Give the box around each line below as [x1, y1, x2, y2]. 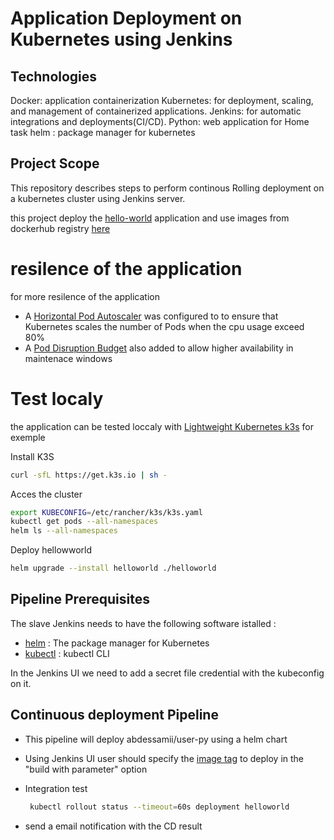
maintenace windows [24, 352, 113, 364]
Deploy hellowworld [10, 544, 93, 556]
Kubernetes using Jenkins [10, 28, 233, 51]
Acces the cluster [10, 488, 83, 500]
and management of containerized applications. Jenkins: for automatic [10, 105, 302, 117]
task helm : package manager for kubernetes [10, 127, 196, 138]
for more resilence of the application [10, 290, 160, 302]
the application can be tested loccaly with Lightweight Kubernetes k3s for [10, 420, 314, 432]
